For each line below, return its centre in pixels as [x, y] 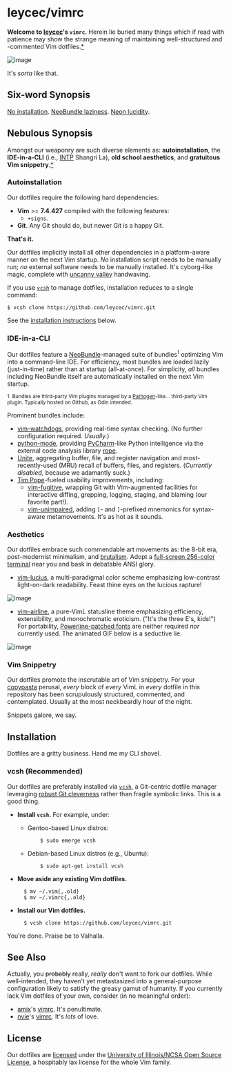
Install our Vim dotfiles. [51, 910]
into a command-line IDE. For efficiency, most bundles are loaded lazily [108, 362]
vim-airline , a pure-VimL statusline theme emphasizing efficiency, [110, 611]
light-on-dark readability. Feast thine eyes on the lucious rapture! [109, 585]
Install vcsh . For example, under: [63, 814]
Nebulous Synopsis [50, 134]
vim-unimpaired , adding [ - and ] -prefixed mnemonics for [109, 509]
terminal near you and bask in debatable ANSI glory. [81, 564]
